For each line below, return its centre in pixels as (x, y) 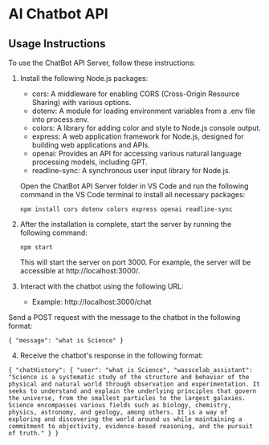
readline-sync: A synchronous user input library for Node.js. (131, 170)
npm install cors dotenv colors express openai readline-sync (126, 209)
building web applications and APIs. (91, 145)
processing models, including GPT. (90, 162)
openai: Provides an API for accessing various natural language (137, 154)
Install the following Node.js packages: (84, 78)
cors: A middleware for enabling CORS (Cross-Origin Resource (136, 94)
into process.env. (61, 119)
